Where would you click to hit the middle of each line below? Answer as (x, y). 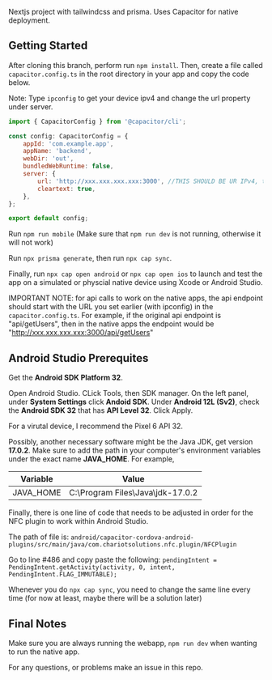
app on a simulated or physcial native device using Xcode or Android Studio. (136, 283)
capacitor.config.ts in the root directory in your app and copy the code (129, 74)
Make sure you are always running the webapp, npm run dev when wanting (133, 643)
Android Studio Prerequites (79, 358)
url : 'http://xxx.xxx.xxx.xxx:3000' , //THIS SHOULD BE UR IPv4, (148, 181)
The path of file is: (39, 537)
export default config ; (49, 219)
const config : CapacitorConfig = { (68, 136)
